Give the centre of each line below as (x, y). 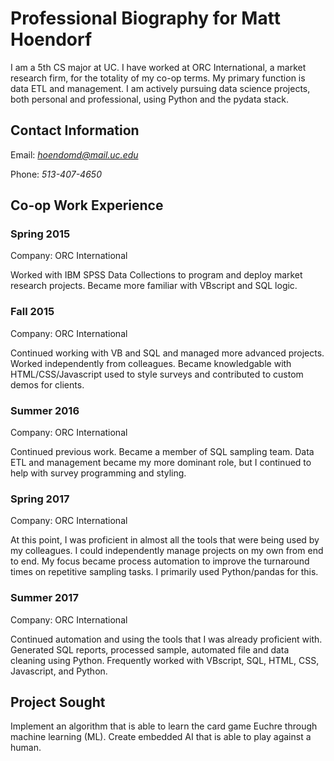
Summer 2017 (44, 598)
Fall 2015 (32, 312)
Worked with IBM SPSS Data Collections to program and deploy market (156, 275)
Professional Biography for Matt (145, 18)
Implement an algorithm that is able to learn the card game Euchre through (164, 726)
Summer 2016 (45, 410)
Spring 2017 (40, 499)
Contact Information (75, 130)
